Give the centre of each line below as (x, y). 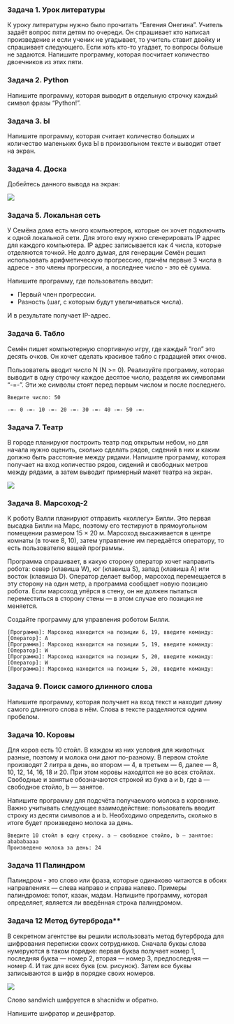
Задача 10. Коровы (41, 734)
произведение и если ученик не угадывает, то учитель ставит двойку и (114, 40)
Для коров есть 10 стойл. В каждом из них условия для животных (106, 750)
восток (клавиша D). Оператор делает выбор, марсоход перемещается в (117, 577)
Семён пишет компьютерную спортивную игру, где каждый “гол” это (111, 349)
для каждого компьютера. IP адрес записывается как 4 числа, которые (115, 245)
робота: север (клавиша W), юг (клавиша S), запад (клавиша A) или (108, 569)
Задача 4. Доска (37, 169)
